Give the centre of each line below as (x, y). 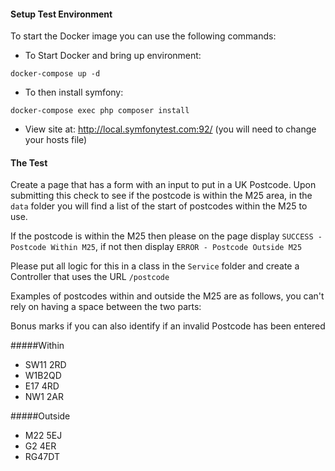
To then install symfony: (74, 92)
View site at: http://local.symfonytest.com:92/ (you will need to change (170, 129)
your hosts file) (56, 140)
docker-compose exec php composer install (100, 111)
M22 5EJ (43, 436)
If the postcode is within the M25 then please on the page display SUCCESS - (166, 236)
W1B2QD (43, 376)
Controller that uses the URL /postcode (90, 277)
